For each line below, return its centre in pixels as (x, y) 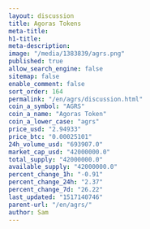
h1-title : (25, 39)
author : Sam (28, 212)
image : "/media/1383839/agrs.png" (67, 54)
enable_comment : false (47, 84)
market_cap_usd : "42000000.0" (60, 152)
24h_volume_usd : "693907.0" (56, 144)
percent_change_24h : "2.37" (56, 182)
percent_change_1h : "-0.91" (56, 175)
